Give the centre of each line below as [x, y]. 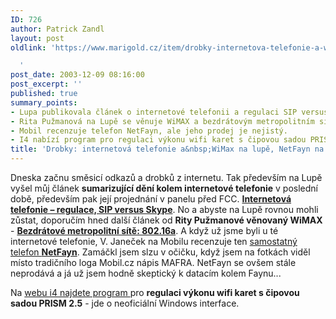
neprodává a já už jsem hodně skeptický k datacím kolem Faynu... [146, 273]
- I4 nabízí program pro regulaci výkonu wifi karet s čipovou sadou [158, 140]
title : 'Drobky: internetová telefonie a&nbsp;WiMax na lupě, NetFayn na [167, 149]
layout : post [37, 38]
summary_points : [44, 102]
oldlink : [28, 47]
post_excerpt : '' [46, 84]
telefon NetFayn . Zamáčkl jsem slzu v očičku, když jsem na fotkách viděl [160, 252]
